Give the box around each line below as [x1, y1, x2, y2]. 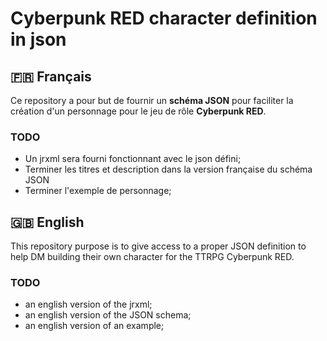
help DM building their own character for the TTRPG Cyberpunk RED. [10, 251, 295, 263]
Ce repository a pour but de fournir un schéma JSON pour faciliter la [10, 95, 294, 106]
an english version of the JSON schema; [24, 309, 192, 321]
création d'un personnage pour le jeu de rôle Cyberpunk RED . [10, 105, 267, 117]
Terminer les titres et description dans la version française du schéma [24, 163, 313, 176]
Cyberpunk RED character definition [10, 7, 318, 30]
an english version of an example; [24, 320, 165, 332]
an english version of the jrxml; [24, 298, 153, 311]
